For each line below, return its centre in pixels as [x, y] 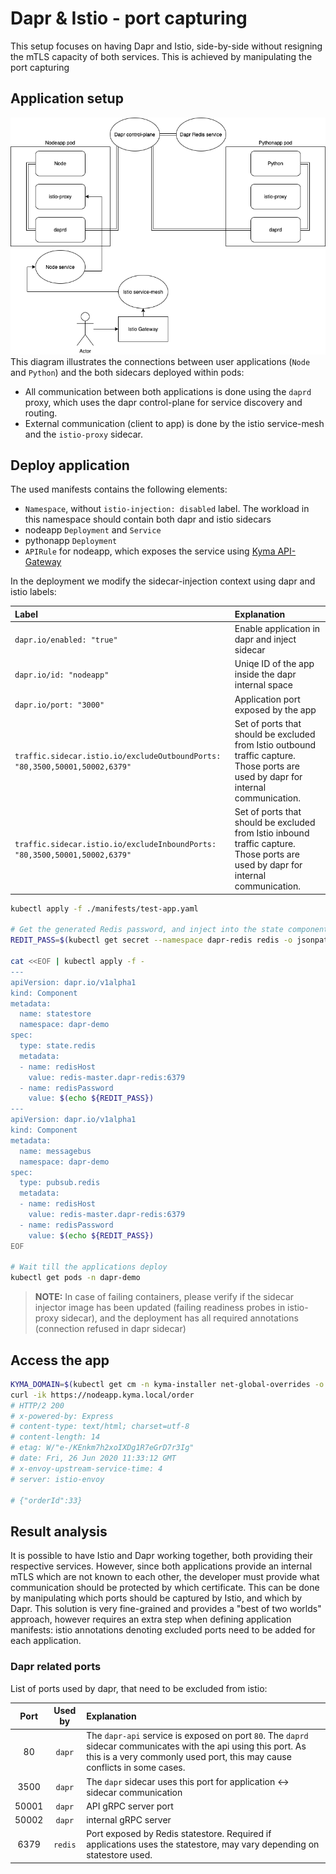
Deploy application [70, 465]
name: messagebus [55, 1151]
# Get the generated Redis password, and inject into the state [147, 930]
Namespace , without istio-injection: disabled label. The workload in [167, 509]
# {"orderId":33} [46, 1500]
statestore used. [119, 1855]
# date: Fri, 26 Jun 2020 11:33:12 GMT [93, 1458]
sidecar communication [134, 1792]
